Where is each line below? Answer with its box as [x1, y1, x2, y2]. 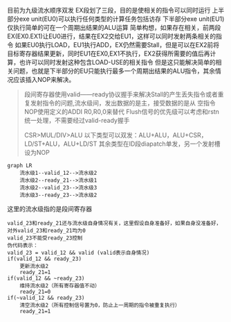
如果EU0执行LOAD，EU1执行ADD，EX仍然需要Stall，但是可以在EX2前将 [15, 41, 220, 49]
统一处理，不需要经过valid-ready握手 [24, 117, 130, 124]
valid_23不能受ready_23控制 [7, 235, 83, 241]
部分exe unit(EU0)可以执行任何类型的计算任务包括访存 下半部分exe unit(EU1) [7, 15, 225, 23]
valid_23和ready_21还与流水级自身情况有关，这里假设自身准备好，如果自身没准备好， [7, 220, 222, 227]
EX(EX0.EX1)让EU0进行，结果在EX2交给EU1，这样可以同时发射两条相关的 [7, 32, 216, 40]
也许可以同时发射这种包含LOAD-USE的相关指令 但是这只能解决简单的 [19, 58, 216, 66]
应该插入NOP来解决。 [12, 76, 75, 83]
